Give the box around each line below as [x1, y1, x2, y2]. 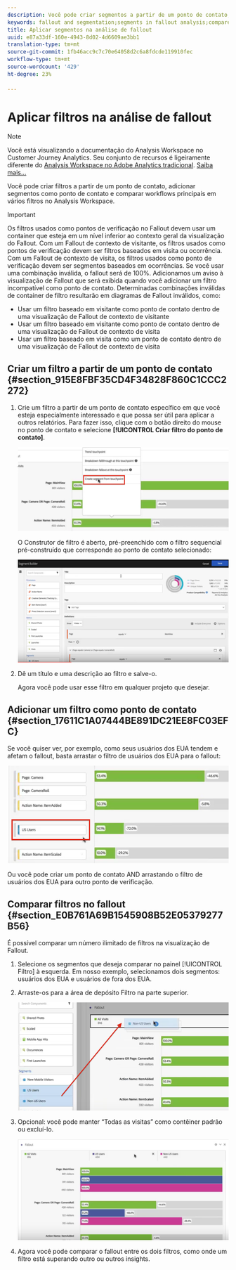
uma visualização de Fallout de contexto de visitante [17, 313, 170, 321]
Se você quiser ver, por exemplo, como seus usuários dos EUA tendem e [7, 744, 218, 753]
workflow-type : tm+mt [7, 56, 71, 63]
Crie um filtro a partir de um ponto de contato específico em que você [17, 403, 221, 412]
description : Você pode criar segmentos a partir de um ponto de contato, [7, 11, 231, 18]
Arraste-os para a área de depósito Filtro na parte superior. [17, 988, 189, 997]
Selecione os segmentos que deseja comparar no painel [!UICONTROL [17, 960, 223, 968]
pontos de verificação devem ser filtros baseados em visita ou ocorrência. [7, 247, 223, 255]
